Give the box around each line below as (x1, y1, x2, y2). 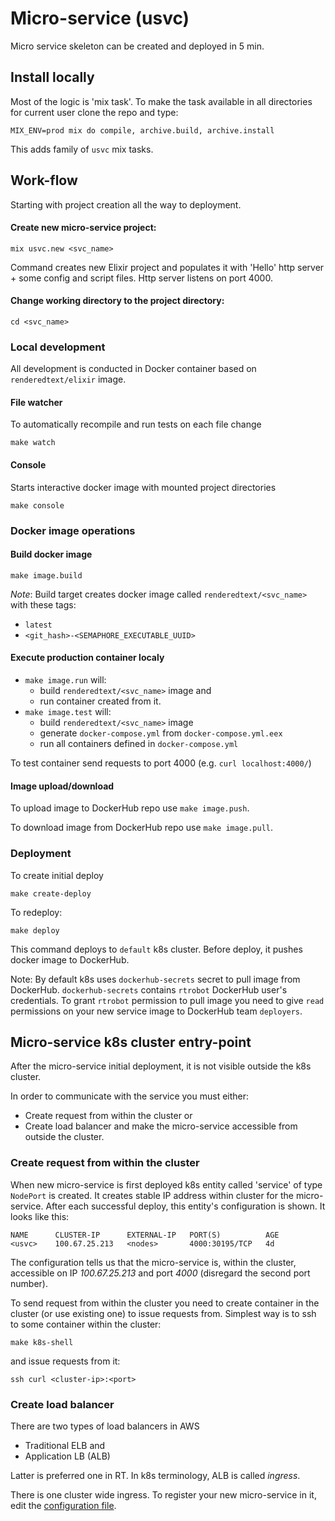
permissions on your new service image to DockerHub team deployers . (10, 1005, 303, 1017)
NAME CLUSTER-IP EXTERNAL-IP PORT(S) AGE (10, 1230, 280, 1240)
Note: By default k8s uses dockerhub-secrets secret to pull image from (10, 973, 301, 985)
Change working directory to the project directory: (10, 295, 225, 307)
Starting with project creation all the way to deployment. (10, 198, 242, 211)
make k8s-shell (10, 1337, 74, 1347)
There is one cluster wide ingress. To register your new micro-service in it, (10, 1488, 317, 1501)
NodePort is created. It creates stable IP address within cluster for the (10, 1189, 294, 1201)
